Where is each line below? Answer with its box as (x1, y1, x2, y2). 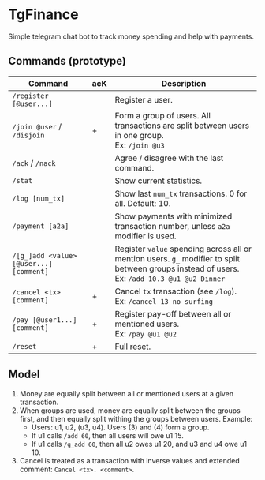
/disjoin (12, 130, 45, 140)
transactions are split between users (114, 120, 250, 131)
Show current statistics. (114, 175, 203, 186)
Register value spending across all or (114, 243, 252, 254)
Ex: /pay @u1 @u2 (114, 328, 177, 339)
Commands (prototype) (8, 54, 126, 68)
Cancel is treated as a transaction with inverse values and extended (19, 456, 241, 465)
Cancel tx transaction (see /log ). (114, 286, 237, 297)
